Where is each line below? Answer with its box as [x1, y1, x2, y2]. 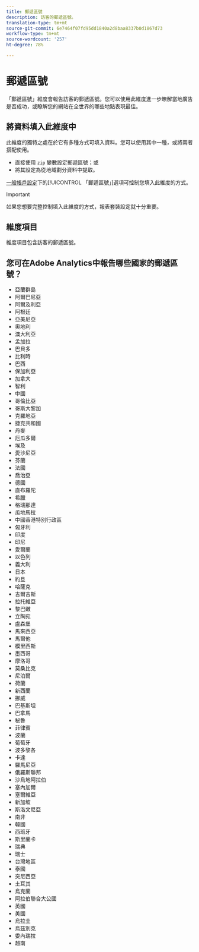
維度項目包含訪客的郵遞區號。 [6, 239, 79, 246]
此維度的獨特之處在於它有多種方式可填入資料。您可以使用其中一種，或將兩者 [6, 138, 193, 146]
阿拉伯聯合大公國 [14, 895, 57, 902]
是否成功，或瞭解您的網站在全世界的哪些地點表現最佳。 [6, 102, 141, 110]
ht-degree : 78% [6, 42, 44, 48]
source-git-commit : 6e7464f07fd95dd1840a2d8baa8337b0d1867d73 [6, 25, 163, 31]
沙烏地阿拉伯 [14, 776, 46, 783]
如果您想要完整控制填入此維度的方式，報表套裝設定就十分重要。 [6, 203, 162, 210]
